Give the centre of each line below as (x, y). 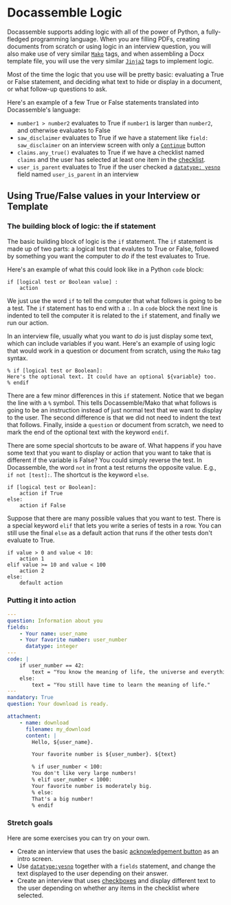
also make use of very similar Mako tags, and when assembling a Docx (106, 54)
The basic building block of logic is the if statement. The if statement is (110, 241)
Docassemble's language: (44, 110)
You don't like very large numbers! (84, 773)
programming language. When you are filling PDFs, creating (115, 39)
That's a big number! (63, 799)
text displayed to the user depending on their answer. (92, 873)
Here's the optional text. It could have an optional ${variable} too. (112, 377)
